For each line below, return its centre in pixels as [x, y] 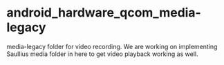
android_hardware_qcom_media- [104, 13]
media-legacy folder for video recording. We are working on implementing [112, 46]
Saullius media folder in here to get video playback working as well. [102, 54]
